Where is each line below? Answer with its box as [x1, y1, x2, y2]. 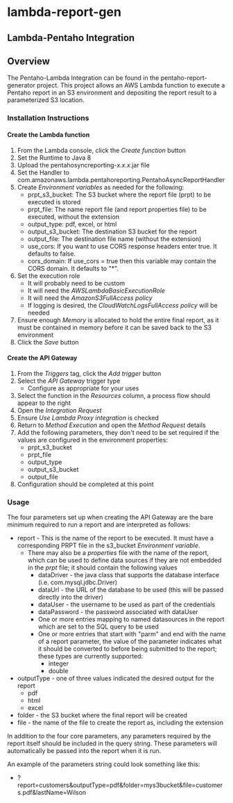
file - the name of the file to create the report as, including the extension [17, 718, 224, 727]
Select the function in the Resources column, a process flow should [17, 391, 210, 399]
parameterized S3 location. [7, 96, 85, 104]
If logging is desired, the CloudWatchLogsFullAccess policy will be [27, 301, 218, 309]
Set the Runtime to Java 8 [17, 154, 92, 162]
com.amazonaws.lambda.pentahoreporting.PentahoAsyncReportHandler [17, 175, 225, 184]
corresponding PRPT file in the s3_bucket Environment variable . [17, 541, 200, 549]
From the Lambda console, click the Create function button [17, 146, 186, 154]
